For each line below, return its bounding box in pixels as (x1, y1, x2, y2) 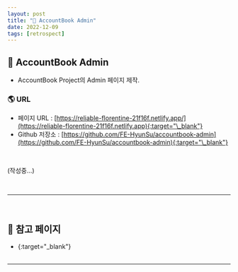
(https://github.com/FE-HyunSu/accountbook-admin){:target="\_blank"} (17, 138, 229, 147)
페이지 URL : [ (17, 114, 57, 122)
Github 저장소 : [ (17, 130, 64, 138)
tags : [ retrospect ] (7, 30, 65, 37)
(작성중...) (7, 167, 35, 175)
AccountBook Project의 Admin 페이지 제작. (17, 76, 140, 85)
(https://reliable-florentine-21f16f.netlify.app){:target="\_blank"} (17, 122, 203, 131)
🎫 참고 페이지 (7, 223, 62, 235)
